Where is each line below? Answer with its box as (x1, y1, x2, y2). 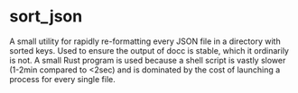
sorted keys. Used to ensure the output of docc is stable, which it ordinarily (9, 45, 289, 55)
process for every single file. (9, 73, 116, 84)
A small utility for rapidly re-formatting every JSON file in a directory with (9, 36, 282, 46)
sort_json (9, 6, 83, 27)
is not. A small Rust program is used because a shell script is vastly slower (9, 55, 286, 65)
